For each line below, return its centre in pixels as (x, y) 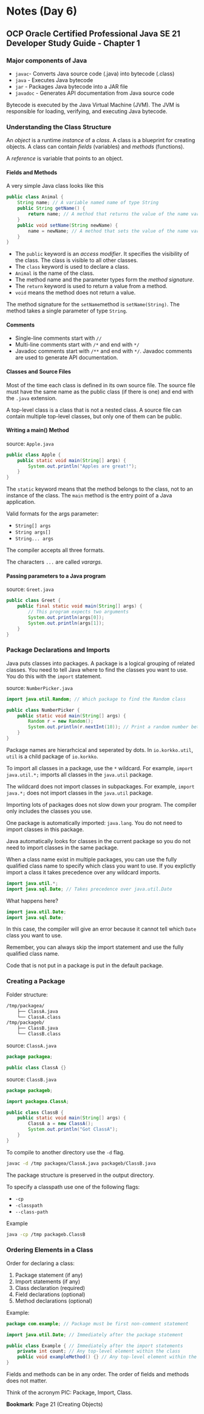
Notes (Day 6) (42, 11)
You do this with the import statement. (54, 676)
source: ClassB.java (31, 1079)
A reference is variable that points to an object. (65, 159)
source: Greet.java (30, 589)
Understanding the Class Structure (59, 127)
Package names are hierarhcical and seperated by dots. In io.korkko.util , (100, 750)
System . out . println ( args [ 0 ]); (66, 618)
